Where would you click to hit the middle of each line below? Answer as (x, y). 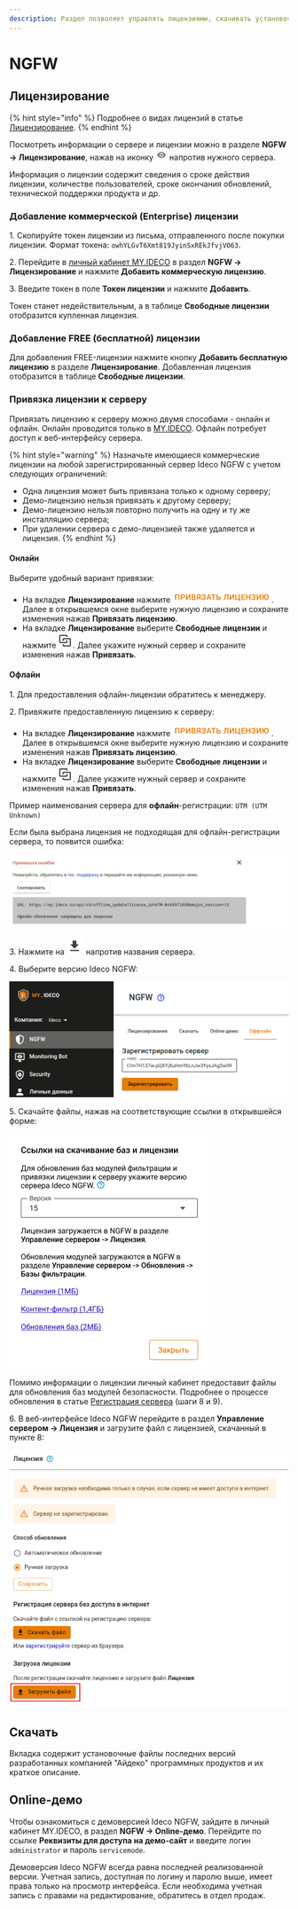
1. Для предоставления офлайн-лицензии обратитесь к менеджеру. (138, 694)
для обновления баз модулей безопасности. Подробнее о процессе (139, 1392)
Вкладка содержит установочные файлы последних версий (123, 1754)
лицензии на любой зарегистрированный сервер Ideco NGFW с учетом (145, 464)
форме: (23, 1120)
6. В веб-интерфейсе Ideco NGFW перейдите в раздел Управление (137, 1418)
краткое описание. (45, 1772)
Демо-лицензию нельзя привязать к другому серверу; (126, 500)
